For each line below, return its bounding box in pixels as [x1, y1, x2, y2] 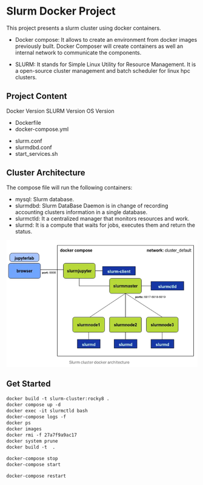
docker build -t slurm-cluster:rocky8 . [6, 395, 110, 401]
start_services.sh [15, 150, 58, 157]
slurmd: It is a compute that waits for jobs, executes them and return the [15, 221, 196, 229]
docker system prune [6, 438, 59, 444]
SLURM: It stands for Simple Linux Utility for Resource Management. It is [15, 61, 196, 68]
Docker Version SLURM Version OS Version [6, 107, 115, 115]
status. [15, 227, 32, 235]
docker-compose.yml [15, 125, 69, 133]
